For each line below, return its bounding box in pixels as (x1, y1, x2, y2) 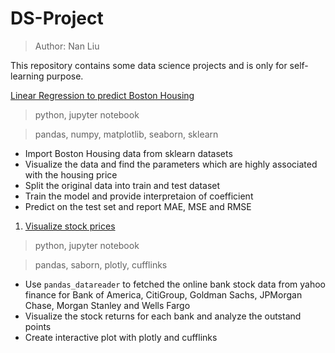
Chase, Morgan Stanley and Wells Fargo (24, 299, 191, 311)
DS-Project (10, 7, 104, 30)
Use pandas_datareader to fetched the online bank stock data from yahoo (24, 278, 326, 290)
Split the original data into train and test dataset (24, 179, 221, 191)
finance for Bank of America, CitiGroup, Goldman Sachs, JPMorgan (24, 288, 303, 301)
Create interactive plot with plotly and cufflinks (24, 331, 218, 343)
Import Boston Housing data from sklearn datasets (24, 147, 233, 159)
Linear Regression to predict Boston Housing (10, 89, 195, 101)
